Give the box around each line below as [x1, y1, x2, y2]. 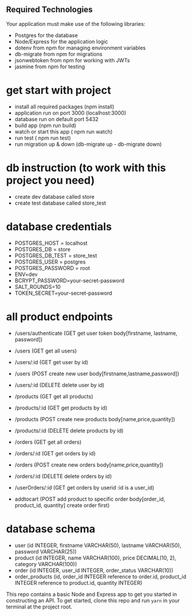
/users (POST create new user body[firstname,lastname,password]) [14, 370, 180, 377]
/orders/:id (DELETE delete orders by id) [14, 472, 112, 480]
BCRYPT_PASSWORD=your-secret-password [14, 277, 125, 284]
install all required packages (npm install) [14, 103, 115, 110]
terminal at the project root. [6, 603, 72, 610]
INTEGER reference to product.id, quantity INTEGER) [14, 579, 143, 586]
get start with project [6, 84, 111, 96]
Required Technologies [6, 5, 93, 15]
